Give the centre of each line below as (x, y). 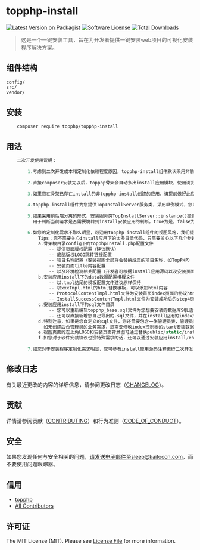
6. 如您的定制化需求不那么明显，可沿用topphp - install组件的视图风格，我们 (109, 233)
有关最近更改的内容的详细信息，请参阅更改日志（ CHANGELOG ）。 (87, 384)
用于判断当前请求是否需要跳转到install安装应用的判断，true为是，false (112, 221)
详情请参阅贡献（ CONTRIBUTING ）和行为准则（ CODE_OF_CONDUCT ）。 (95, 421)
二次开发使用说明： (37, 160)
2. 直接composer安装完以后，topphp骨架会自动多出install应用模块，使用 (107, 183)
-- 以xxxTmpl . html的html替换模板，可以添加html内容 (108, 288)
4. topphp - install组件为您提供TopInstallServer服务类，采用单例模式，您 (110, 205)
